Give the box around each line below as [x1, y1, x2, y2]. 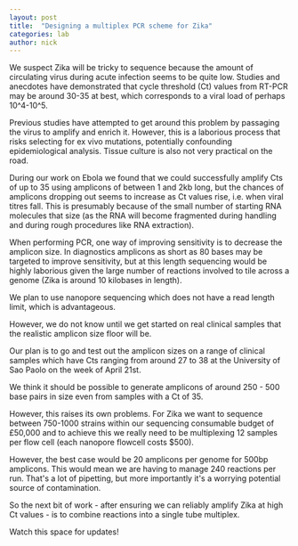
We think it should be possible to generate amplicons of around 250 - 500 [9, 382, 280, 393]
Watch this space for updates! [9, 526, 119, 537]
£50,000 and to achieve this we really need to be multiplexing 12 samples [9, 428, 278, 438]
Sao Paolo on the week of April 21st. [9, 364, 141, 375]
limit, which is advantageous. [9, 302, 116, 313]
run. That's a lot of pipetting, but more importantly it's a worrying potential [9, 473, 281, 484]
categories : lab [9, 29, 69, 38]
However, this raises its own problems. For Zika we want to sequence [9, 409, 263, 420]
